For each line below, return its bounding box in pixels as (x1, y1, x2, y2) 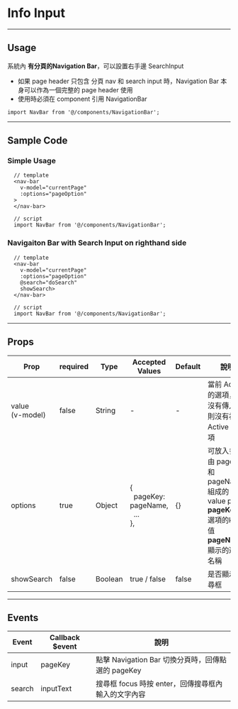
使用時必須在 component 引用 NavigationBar (17, 94, 147, 103)
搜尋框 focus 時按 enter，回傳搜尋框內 (95, 679, 223, 689)
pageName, (130, 500, 169, 510)
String (95, 405, 116, 415)
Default (175, 361, 201, 371)
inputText (40, 683, 72, 693)
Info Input (7, 5, 66, 21)
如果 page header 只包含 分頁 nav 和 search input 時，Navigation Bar (17, 77, 220, 85)
